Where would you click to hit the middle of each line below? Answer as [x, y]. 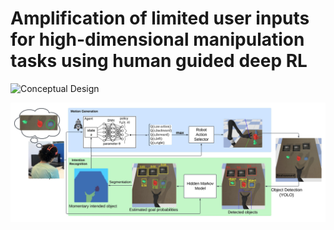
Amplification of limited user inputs [160, 18]
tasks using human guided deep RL [159, 61]
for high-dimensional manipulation [157, 39]
